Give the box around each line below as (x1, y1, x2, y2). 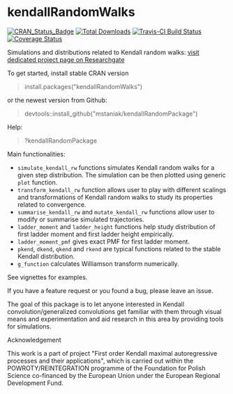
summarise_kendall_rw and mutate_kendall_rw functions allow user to (17, 207, 215, 216)
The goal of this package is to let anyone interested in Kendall (7, 300, 185, 308)
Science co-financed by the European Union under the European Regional (7, 371, 220, 379)
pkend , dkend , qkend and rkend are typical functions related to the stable (17, 244, 221, 253)
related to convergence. (17, 200, 87, 209)
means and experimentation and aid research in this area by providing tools (7, 315, 224, 323)
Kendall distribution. (17, 252, 75, 260)
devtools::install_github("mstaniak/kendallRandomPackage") (24, 109, 198, 118)
